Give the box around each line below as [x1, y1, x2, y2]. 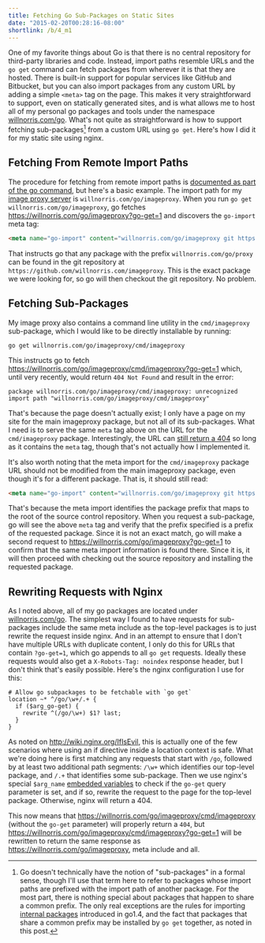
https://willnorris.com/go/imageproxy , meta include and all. [8, 845, 200, 854]
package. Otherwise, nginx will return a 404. [8, 796, 153, 805]
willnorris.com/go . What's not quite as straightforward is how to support [8, 115, 242, 125]
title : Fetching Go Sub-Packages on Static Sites [8, 11, 175, 20]
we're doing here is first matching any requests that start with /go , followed [8, 754, 252, 764]
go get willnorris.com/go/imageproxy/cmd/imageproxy [8, 341, 185, 349]
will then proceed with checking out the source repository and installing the [8, 554, 254, 564]
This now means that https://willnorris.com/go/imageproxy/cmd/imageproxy [8, 811, 256, 820]
